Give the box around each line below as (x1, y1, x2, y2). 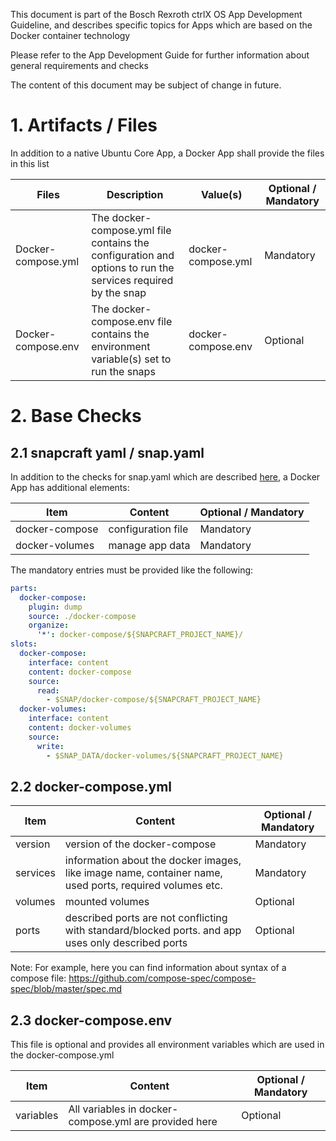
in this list (10, 157, 50, 169)
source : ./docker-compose (28, 611, 137, 621)
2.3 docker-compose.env (10, 1012, 173, 1029)
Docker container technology (10, 30, 131, 41)
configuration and (91, 248, 175, 262)
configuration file (108, 522, 189, 536)
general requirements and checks (10, 60, 149, 71)
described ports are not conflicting (64, 911, 228, 925)
